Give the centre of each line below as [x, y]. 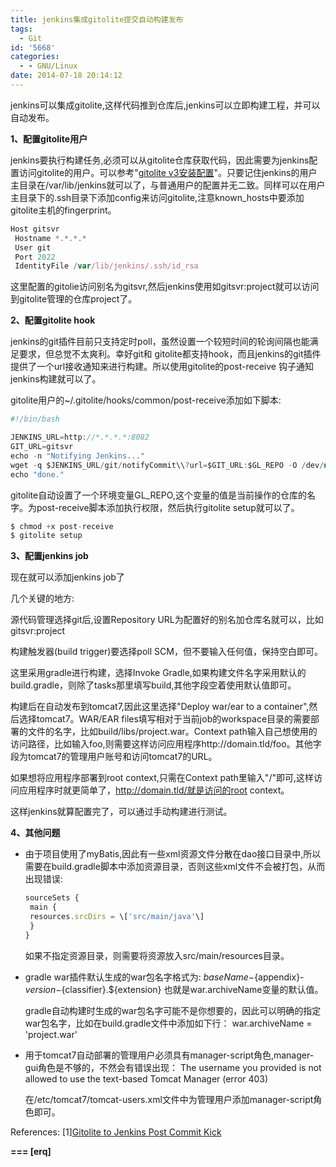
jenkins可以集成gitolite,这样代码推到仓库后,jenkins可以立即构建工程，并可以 [165, 105]
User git [33, 247]
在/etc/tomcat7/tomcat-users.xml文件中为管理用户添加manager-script [169, 1099]
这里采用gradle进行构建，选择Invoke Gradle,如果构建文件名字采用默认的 [158, 673]
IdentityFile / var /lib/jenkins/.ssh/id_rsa [106, 266]
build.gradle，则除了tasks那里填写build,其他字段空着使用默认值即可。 [153, 685]
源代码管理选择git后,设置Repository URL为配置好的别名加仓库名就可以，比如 [167, 620]
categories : [35, 57]
